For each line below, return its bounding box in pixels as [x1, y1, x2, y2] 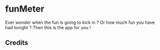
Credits [5, 39, 29, 47]
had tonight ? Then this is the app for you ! [5, 24, 91, 30]
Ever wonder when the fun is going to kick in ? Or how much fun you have [5, 19, 155, 25]
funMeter [5, 3, 44, 15]
